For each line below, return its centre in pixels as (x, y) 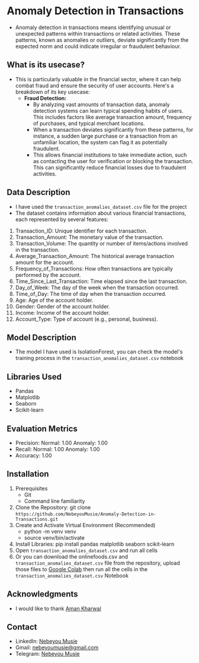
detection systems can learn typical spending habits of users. (108, 110)
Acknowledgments (43, 594)
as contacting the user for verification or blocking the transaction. (113, 161)
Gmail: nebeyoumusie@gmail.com (57, 648)
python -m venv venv (50, 531)
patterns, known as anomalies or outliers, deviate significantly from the (102, 40)
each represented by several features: (62, 219)
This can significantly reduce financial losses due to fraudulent (110, 167)
